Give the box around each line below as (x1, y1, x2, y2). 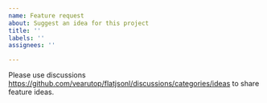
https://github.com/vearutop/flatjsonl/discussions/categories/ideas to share (8, 79, 260, 89)
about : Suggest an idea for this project (8, 19, 150, 27)
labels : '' (8, 34, 45, 42)
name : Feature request (8, 11, 84, 20)
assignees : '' (8, 42, 56, 50)
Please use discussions (8, 70, 86, 80)
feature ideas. (8, 87, 55, 97)
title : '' (8, 26, 42, 34)
